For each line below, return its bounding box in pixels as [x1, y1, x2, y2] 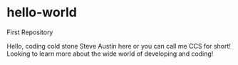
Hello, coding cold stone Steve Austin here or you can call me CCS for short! [6, 41, 231, 50]
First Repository [6, 28, 53, 36]
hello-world [6, 4, 78, 21]
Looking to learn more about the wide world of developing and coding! [6, 49, 214, 58]
